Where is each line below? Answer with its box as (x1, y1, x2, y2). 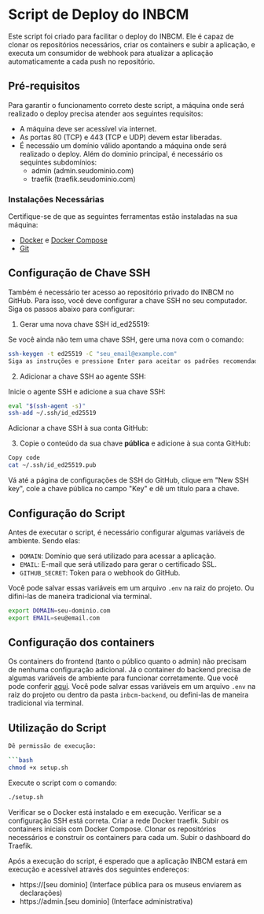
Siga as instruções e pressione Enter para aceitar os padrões (8, 357, 220, 365)
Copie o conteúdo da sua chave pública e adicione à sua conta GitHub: (19, 438, 251, 448)
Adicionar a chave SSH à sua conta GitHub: (8, 424, 148, 433)
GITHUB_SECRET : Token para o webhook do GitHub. (19, 568, 181, 577)
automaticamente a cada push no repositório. (8, 57, 156, 66)
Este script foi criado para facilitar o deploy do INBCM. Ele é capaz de (8, 31, 234, 41)
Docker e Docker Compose (19, 235, 108, 245)
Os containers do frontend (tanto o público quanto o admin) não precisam (8, 657, 247, 666)
